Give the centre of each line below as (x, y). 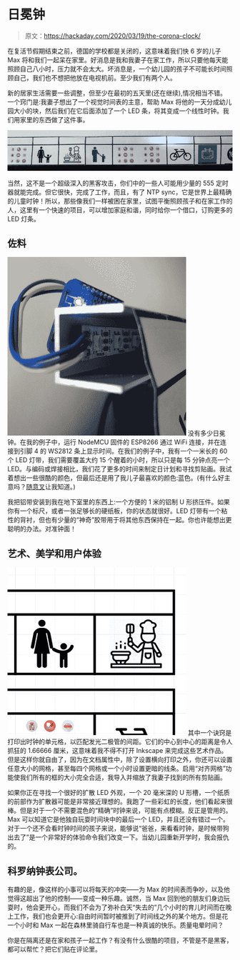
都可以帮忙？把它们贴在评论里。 (54, 949)
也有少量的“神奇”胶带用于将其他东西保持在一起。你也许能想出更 (138, 520)
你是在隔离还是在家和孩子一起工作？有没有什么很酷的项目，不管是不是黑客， (120, 941)
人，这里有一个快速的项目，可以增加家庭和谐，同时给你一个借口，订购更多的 (120, 210)
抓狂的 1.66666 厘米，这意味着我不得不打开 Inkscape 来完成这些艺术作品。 (117, 751)
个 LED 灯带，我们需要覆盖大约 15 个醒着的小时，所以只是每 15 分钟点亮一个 (119, 460)
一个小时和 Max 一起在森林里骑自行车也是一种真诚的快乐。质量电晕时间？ (116, 925)
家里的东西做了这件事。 (54, 119)
